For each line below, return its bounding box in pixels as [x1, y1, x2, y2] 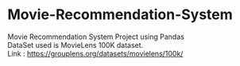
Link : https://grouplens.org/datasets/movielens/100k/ [7, 49, 184, 58]
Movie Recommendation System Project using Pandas [7, 32, 184, 41]
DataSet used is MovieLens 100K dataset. [7, 40, 144, 49]
